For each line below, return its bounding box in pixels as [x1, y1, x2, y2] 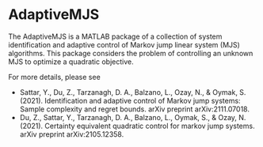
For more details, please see [8, 72, 101, 81]
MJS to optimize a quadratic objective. [8, 57, 134, 66]
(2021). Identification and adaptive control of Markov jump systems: [19, 96, 241, 105]
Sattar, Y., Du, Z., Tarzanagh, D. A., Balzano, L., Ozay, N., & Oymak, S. [19, 87, 246, 96]
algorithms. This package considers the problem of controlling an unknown [8, 48, 253, 58]
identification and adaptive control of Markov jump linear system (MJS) [8, 40, 240, 49]
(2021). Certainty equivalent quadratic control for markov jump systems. [19, 121, 255, 130]
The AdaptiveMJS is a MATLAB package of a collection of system [8, 32, 223, 41]
